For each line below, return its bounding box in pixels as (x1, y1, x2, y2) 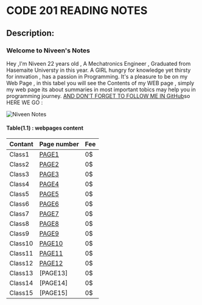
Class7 (9, 209, 29, 218)
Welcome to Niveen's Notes (6, 46, 90, 55)
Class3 (9, 170, 29, 178)
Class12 (9, 259, 33, 268)
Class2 (9, 160, 29, 169)
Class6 (9, 200, 29, 208)
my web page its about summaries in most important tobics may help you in (6, 86, 196, 93)
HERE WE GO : (6, 99, 43, 106)
